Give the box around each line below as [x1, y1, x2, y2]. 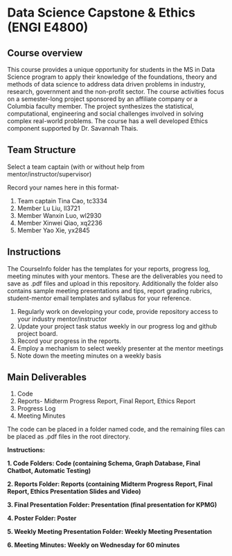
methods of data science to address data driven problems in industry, [7, 80, 206, 88]
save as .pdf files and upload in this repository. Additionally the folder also [7, 279, 218, 288]
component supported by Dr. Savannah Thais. [7, 124, 139, 132]
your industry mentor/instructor [17, 315, 107, 323]
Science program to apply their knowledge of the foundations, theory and [7, 73, 217, 81]
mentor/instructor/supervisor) [7, 169, 92, 178]
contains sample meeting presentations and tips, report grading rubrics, [7, 286, 213, 295]
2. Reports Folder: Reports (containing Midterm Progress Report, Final [7, 480, 213, 488]
